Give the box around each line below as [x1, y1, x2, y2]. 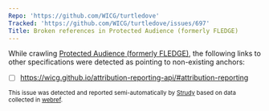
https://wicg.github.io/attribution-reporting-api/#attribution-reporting [19, 73, 249, 83]
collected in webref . [8, 96, 63, 105]
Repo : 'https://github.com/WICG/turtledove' [8, 11, 160, 20]
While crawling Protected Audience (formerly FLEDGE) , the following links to [8, 49, 261, 59]
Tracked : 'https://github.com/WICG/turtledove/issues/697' [8, 19, 210, 27]
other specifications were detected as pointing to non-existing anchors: [8, 57, 245, 67]
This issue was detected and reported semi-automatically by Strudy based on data [8, 89, 237, 97]
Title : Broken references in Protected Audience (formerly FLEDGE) [8, 27, 239, 35]
